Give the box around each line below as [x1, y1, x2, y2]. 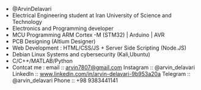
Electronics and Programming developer [12, 24, 114, 32]
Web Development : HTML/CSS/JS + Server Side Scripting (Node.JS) [12, 44, 187, 51]
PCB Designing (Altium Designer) [12, 38, 96, 45]
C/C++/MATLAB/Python [12, 58, 73, 64]
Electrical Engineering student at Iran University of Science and [12, 12, 172, 19]
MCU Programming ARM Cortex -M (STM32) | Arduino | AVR [12, 31, 165, 39]
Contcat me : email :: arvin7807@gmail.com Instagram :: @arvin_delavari [12, 64, 196, 71]
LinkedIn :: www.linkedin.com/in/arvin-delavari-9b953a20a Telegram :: [12, 70, 191, 77]
